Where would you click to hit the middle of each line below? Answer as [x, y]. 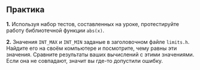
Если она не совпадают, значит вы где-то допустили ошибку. [85, 61]
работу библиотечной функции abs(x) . [55, 30]
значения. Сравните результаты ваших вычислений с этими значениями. [100, 54]
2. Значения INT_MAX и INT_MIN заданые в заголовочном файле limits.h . [98, 42]
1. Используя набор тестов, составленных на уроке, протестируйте [93, 24]
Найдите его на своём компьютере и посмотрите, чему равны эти [92, 48]
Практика [25, 10]
